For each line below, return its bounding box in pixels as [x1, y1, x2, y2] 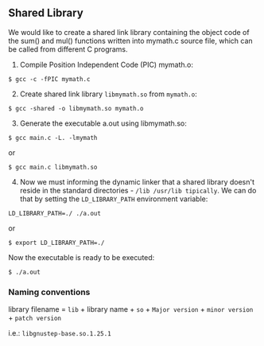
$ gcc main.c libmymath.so [8, 163, 98, 171]
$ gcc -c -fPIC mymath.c [8, 75, 91, 83]
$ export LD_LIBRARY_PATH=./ [8, 239, 105, 247]
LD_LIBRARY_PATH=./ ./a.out [8, 209, 102, 217]
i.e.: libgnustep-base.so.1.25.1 [8, 329, 111, 338]
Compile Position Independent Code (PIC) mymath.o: [19, 60, 193, 69]
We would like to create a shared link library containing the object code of [8, 27, 250, 37]
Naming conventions [8, 286, 91, 297]
